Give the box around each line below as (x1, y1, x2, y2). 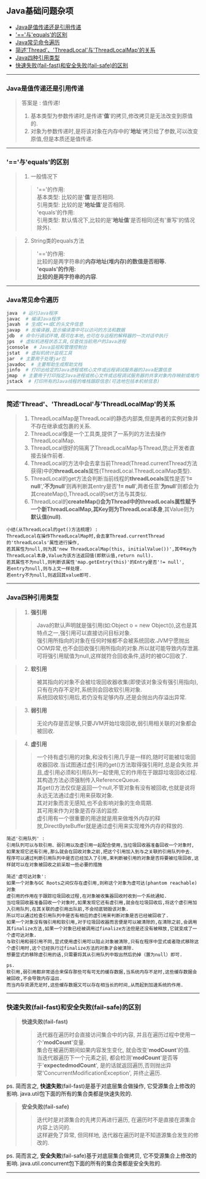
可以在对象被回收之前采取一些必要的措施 (15, 862, 102, 868)
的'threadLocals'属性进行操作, (6, 540, 80, 546)
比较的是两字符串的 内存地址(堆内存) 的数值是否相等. (36, 258, 167, 265)
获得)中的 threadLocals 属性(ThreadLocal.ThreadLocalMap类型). (30, 468, 192, 475)
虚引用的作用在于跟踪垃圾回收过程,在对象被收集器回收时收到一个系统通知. (6, 893, 167, 899)
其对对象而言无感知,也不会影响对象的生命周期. (36, 799, 153, 806)
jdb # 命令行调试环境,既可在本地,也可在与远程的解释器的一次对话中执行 (6, 333, 169, 339)
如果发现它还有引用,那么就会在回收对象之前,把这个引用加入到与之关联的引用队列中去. (6, 848, 193, 855)
